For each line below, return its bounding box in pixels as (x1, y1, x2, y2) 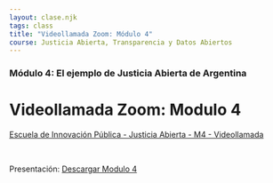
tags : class (9, 21, 53, 30)
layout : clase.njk (9, 12, 77, 22)
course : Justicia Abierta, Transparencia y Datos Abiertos (9, 37, 233, 47)
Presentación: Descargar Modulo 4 (9, 163, 138, 174)
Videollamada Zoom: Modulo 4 (9, 99, 242, 120)
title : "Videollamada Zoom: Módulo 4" (9, 29, 153, 38)
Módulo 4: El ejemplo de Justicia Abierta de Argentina (9, 68, 247, 80)
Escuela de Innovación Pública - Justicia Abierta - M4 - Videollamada (9, 130, 264, 140)
